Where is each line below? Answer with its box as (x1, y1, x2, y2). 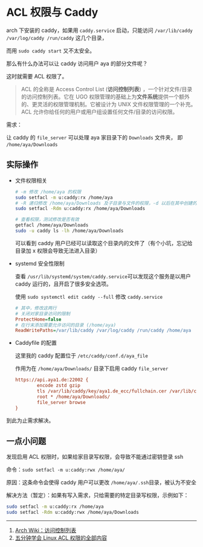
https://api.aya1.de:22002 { (14, 377, 89, 383)
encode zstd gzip (37, 383, 80, 389)
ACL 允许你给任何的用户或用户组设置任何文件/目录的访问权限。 (21, 108, 178, 115)
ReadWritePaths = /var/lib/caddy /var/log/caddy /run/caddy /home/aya (14, 327, 192, 334)
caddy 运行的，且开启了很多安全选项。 (14, 280, 112, 287)
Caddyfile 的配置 (14, 339, 57, 347)
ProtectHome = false (14, 316, 62, 322)
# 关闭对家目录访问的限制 (14, 310, 71, 317)
